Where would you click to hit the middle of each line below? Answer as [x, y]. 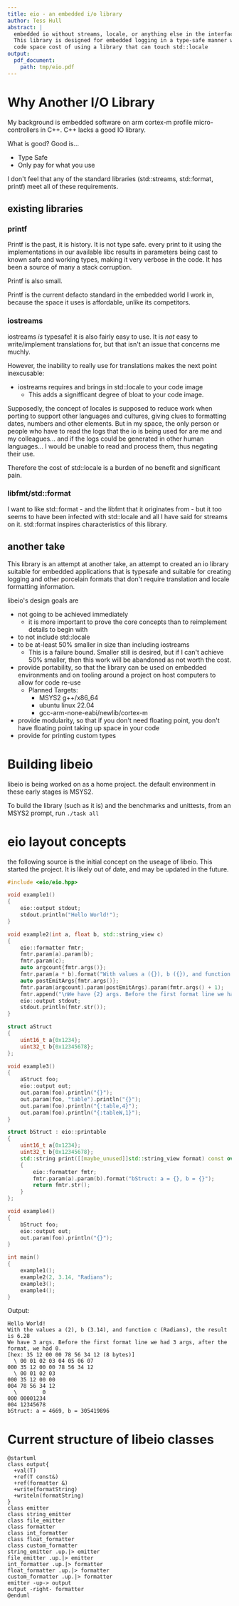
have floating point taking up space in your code [89, 727]
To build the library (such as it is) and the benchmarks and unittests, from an [119, 805]
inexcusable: [26, 373]
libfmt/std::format [39, 493]
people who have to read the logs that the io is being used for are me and [115, 431]
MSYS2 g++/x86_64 [68, 697]
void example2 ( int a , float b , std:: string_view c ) [85, 934]
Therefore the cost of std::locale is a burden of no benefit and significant [114, 467]
